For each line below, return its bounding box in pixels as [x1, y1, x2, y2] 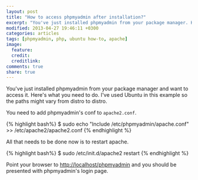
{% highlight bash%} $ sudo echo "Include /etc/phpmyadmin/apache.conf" [6, 120, 190, 127]
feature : [11, 47, 33, 53]
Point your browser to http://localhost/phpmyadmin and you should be [6, 161, 177, 168]
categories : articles [6, 31, 60, 37]
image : [6, 42, 22, 48]
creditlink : [11, 58, 41, 64]
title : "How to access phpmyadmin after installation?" [6, 14, 146, 20]
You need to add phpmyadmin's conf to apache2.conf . [6, 109, 137, 116]
